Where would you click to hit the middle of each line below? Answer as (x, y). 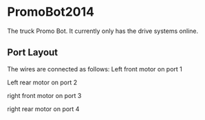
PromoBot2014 (51, 12)
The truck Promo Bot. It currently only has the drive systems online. (102, 31)
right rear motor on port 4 (43, 109)
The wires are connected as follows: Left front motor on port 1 (95, 69)
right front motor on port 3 (44, 95)
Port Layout (33, 52)
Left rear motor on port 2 (42, 82)
